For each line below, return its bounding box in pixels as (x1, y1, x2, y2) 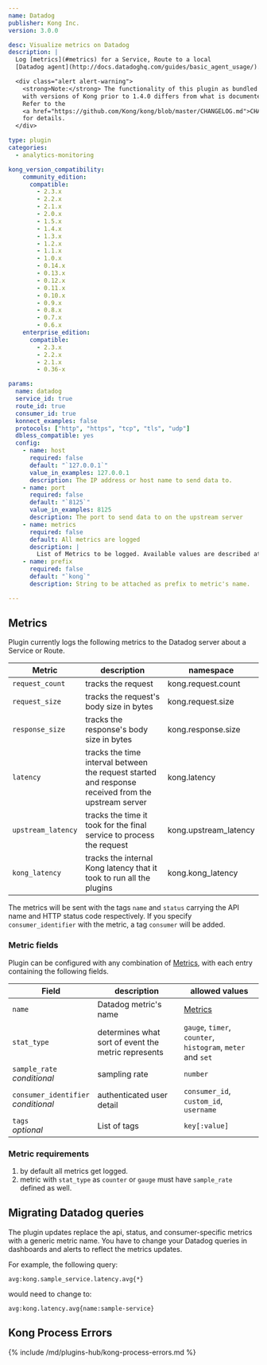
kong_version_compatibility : (8, 165, 105, 174)
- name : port (22, 484, 66, 492)
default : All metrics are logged (29, 535, 141, 543)
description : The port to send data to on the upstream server (29, 513, 244, 521)
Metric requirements (8, 1148, 90, 1159)
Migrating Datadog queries (8, 1206, 145, 1220)
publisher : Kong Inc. (8, 19, 80, 27)
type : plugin (8, 136, 52, 144)
